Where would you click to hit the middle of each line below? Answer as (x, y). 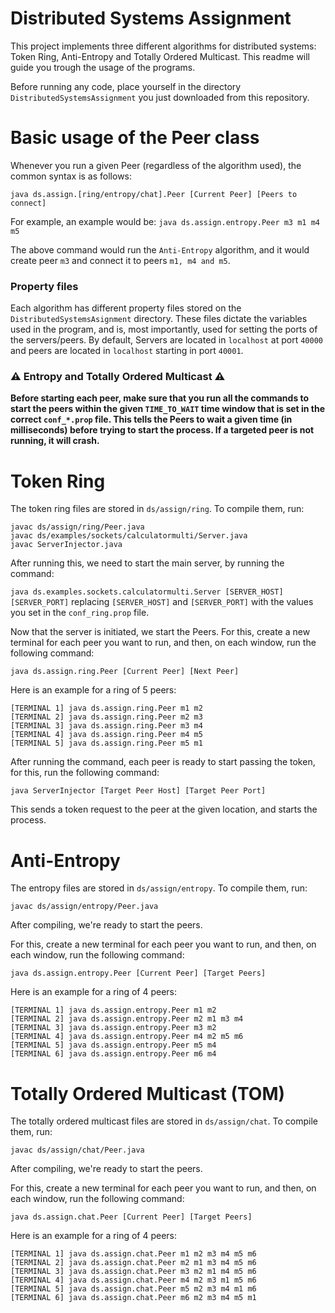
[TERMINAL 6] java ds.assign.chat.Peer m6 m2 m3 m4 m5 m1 (133, 1298)
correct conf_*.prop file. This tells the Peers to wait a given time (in (151, 419)
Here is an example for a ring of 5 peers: (93, 690)
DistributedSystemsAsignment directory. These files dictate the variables (159, 319)
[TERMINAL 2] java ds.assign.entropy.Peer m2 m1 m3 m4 (127, 1019)
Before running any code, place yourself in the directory (126, 86)
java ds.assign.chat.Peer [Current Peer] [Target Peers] (131, 1217)
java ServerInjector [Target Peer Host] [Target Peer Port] (138, 791)
